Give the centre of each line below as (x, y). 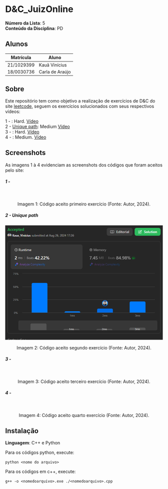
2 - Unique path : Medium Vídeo (37, 126)
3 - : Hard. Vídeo (22, 132)
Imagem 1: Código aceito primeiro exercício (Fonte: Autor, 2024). (84, 204)
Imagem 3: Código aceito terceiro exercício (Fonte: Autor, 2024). (84, 381)
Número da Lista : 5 (25, 23)
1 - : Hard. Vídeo (22, 121)
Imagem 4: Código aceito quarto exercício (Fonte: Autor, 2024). (84, 415)
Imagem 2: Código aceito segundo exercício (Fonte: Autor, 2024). (84, 347)
